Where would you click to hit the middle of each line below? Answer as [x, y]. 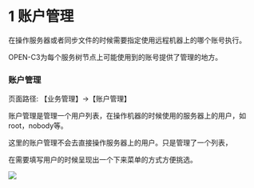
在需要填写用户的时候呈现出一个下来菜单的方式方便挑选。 [103, 160]
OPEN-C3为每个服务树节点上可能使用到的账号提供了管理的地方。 [115, 57]
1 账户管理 [41, 16]
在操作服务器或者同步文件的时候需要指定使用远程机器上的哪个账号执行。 [127, 40]
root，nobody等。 [38, 126]
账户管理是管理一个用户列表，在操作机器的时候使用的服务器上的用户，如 [127, 116]
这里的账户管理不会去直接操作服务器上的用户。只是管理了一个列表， [120, 143]
